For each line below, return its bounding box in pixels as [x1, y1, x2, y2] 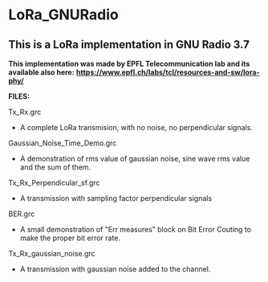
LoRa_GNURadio [8, 6, 119, 24]
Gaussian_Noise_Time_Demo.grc [8, 138, 117, 148]
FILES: [8, 92, 30, 101]
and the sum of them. [19, 162, 91, 172]
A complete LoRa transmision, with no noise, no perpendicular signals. [19, 123, 253, 132]
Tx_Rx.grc [8, 107, 42, 116]
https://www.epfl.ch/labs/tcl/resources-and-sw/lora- [75, 67, 260, 77]
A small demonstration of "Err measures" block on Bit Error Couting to [19, 225, 251, 234]
